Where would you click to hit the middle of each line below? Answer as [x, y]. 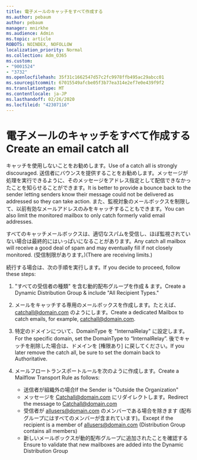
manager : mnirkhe [27, 28]
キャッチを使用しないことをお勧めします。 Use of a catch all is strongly [92, 166]
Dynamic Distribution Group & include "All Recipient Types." [87, 293]
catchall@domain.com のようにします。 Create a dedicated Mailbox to [99, 313]
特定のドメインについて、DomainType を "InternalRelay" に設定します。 [101, 331]
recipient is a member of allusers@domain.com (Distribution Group [104, 425]
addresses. [20, 222]
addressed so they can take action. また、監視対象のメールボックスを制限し [98, 202]
